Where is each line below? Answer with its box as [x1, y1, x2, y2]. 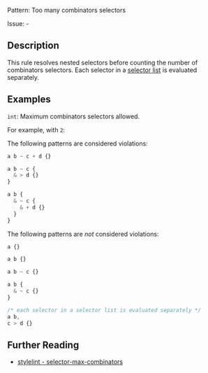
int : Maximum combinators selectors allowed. [7, 112, 140, 120]
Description [7, 40, 59, 52]
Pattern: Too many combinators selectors [7, 6, 126, 14]
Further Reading [7, 339, 80, 351]
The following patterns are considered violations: [7, 139, 148, 148]
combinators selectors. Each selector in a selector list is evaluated [7, 66, 198, 74]
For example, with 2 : [7, 125, 65, 134]
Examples [7, 94, 51, 106]
